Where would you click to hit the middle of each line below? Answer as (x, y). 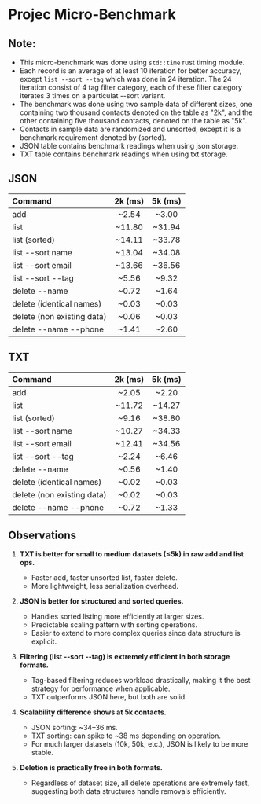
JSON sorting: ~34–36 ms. (74, 728)
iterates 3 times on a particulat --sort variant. (92, 95)
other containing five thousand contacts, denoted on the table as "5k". (133, 121)
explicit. (44, 641)
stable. (42, 753)
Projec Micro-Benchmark (92, 15)
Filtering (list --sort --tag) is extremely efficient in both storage (125, 657)
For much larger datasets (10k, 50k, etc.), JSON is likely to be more (140, 744)
